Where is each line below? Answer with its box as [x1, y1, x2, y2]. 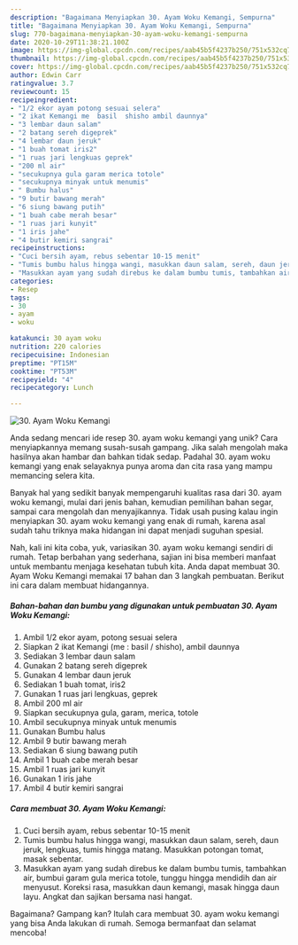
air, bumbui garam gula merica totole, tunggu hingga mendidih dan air [22, 872, 278, 883]
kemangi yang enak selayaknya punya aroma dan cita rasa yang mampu [10, 461, 273, 472]
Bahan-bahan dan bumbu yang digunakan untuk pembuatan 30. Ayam [10, 600, 278, 611]
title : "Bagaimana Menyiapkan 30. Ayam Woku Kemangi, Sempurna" [10, 21, 252, 30]
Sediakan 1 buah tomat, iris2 [22, 679, 126, 690]
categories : [10, 277, 54, 285]
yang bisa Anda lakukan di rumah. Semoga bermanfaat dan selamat [10, 918, 256, 929]
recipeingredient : [10, 95, 78, 105]
